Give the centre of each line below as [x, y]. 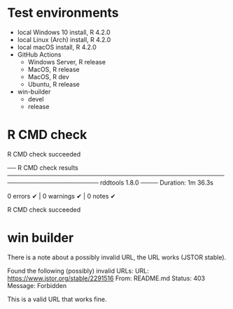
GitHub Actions [39, 55]
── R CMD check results [43, 167]
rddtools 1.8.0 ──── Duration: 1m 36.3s [157, 182]
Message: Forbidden [37, 285]
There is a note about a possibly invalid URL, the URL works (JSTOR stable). [117, 257]
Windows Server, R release [67, 62]
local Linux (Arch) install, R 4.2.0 [64, 39]
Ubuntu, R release [54, 84]
